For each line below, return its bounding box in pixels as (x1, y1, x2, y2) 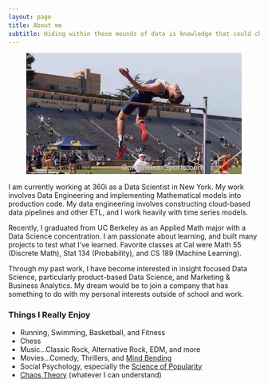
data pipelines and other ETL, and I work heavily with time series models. (8, 207, 249, 217)
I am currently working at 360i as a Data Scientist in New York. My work (8, 182, 245, 192)
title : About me (8, 21, 62, 30)
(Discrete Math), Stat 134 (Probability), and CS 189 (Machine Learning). (8, 248, 242, 259)
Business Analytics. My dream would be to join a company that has (8, 281, 229, 290)
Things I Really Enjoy (8, 310, 91, 321)
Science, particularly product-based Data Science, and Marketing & (8, 272, 231, 282)
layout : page (8, 13, 52, 21)
